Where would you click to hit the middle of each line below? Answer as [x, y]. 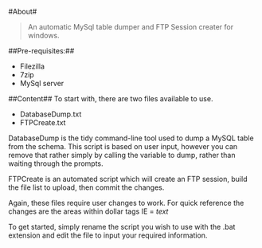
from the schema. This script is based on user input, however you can [123, 146]
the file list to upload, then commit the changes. [86, 187]
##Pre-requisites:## [41, 51]
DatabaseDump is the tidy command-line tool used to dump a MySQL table [131, 138]
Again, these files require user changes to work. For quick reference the [126, 203]
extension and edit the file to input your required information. [108, 235]
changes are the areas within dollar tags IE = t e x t [88, 211]
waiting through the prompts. [56, 163]
